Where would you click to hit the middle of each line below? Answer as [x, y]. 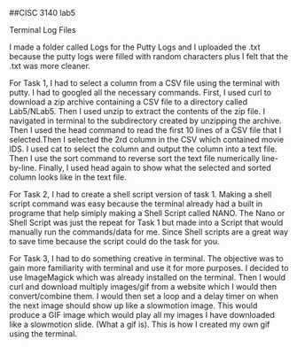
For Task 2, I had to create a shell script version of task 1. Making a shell [141, 194]
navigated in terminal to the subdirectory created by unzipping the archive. [145, 120]
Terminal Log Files [43, 30]
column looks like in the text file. [68, 177]
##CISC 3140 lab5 [43, 13]
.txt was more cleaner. [50, 66]
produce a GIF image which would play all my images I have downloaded [142, 315]
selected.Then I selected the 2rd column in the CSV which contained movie [147, 139]
